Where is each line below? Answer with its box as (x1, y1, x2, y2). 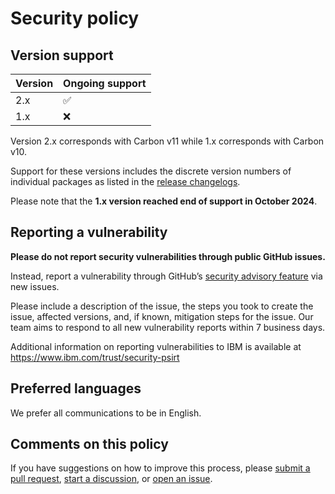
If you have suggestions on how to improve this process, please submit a (10, 462, 311, 474)
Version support (10, 47, 114, 64)
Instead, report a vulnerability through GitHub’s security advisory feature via (10, 270, 323, 282)
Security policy (10, 7, 140, 30)
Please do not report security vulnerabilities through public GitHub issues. (10, 250, 326, 262)
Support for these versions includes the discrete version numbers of (10, 165, 292, 177)
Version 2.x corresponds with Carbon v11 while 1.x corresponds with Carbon (10, 135, 325, 147)
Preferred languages (10, 380, 142, 397)
